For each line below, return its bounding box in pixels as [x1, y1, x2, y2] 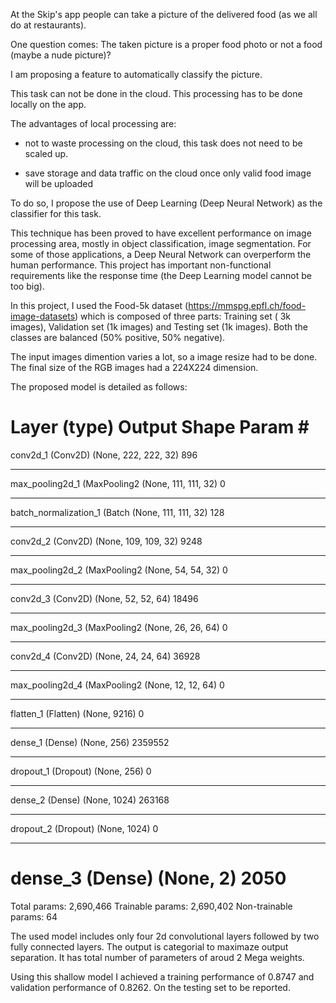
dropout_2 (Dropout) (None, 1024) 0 [10, 822, 159, 834]
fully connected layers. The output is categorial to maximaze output [10, 940, 289, 953]
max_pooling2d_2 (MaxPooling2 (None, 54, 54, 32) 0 [10, 564, 228, 576]
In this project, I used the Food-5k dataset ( [10, 300, 189, 311]
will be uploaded [24, 178, 93, 189]
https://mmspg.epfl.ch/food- [188, 300, 307, 311]
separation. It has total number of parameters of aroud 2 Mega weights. [10, 951, 305, 963]
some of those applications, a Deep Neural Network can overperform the [10, 249, 312, 260]
